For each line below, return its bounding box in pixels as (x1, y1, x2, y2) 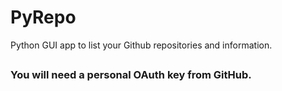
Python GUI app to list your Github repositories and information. (10, 39, 273, 51)
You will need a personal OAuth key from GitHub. (10, 68, 252, 82)
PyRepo (10, 6, 77, 29)
